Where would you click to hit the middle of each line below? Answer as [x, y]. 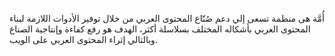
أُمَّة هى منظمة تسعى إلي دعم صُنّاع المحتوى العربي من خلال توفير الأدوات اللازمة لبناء [167, 18]
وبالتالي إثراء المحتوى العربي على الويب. [83, 39]
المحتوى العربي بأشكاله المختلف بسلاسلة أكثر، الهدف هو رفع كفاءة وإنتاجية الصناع [160, 29]
